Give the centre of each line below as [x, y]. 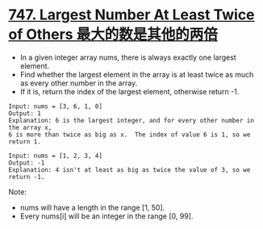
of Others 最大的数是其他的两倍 [113, 35]
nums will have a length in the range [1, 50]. [92, 207]
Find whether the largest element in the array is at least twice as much [137, 74]
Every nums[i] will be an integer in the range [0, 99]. [106, 216]
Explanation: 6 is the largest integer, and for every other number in [131, 120]
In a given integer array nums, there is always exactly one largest [128, 57]
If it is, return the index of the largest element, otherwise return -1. [129, 91]
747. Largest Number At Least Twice [132, 15]
